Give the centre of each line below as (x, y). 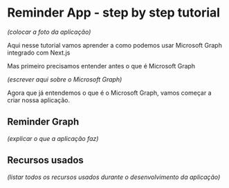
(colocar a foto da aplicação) (49, 32)
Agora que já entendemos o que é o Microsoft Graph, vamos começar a (109, 93)
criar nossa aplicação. (39, 100)
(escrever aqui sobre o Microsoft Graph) (65, 79)
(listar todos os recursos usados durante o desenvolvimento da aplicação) (114, 177)
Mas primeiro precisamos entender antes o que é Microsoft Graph (101, 66)
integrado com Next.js (39, 53)
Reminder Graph (43, 122)
